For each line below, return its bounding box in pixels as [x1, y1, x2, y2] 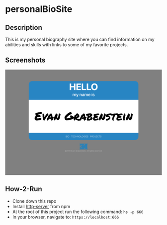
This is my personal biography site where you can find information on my [5, 36, 155, 42]
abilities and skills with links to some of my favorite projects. [5, 42, 128, 48]
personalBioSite [5, 3, 73, 15]
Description [5, 23, 42, 32]
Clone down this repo [12, 198, 57, 204]
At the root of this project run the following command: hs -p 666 [12, 209, 144, 215]
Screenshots [5, 56, 46, 65]
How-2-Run [5, 185, 42, 193]
